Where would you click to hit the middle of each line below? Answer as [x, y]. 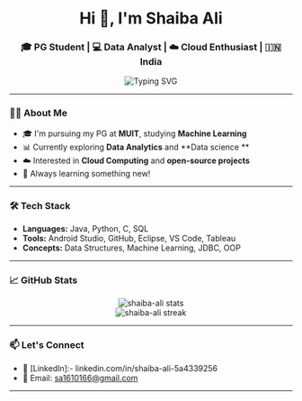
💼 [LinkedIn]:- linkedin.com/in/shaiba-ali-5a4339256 [120, 368]
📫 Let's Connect [47, 345]
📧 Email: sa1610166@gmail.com [80, 378]
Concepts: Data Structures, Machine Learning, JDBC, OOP [131, 248]
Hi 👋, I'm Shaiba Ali [151, 18]
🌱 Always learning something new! [86, 173]
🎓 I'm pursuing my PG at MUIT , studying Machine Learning [134, 133]
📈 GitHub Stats [44, 280]
